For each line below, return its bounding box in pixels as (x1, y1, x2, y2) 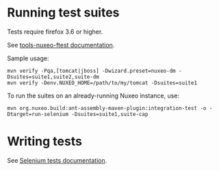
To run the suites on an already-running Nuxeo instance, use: (7, 91, 180, 100)
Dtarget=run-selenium (7, 111, 69, 117)
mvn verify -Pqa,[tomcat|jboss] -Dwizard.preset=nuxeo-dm (7, 67, 176, 74)
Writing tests (7, 134, 82, 149)
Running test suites (7, 5, 120, 21)
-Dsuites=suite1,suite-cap (71, 111, 149, 117)
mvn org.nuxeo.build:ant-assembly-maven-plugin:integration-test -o (7, 104, 207, 111)
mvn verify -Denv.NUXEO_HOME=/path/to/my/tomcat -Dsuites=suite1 (7, 79, 197, 87)
